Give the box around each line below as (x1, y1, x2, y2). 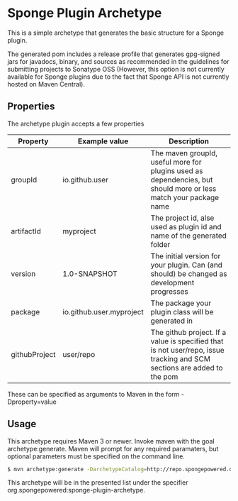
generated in (150, 316, 193, 326)
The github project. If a (150, 327, 227, 337)
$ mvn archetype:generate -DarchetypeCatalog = (7, 466, 147, 473)
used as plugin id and (150, 221, 222, 231)
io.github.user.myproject (62, 307, 144, 316)
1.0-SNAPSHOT (62, 268, 118, 278)
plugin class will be (150, 307, 214, 316)
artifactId (11, 226, 41, 236)
